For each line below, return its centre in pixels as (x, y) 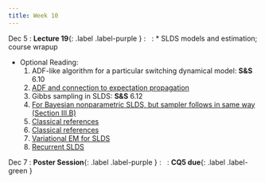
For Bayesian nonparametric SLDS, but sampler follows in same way (143, 104)
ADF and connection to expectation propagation (110, 88)
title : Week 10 (33, 16)
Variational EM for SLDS (71, 138)
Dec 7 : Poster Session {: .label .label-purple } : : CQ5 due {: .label (117, 162)
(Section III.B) (54, 113)
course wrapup (33, 47)
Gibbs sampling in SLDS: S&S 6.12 (87, 95)
